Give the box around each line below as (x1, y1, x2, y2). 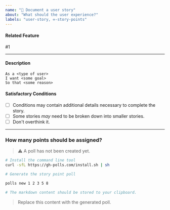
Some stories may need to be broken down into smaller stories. (12, 113, 145, 119)
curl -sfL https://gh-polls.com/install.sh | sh (5, 162, 110, 167)
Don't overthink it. (12, 119, 50, 125)
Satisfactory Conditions (5, 91, 57, 97)
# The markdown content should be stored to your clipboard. (5, 190, 137, 195)
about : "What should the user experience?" (5, 12, 99, 17)
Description (5, 60, 31, 66)
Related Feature (5, 32, 39, 38)
